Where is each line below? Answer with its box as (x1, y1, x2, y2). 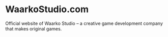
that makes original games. (5, 25, 62, 31)
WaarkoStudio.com (5, 4, 89, 15)
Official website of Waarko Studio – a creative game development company (5, 20, 163, 26)
